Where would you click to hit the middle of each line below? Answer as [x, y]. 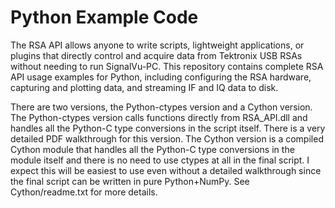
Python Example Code [104, 17]
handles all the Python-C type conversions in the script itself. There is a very [168, 128]
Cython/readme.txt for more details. [84, 192]
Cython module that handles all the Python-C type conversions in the [152, 149]
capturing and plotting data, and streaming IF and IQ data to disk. [144, 87]
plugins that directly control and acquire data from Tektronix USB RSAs [156, 55]
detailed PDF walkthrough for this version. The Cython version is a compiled [167, 138]
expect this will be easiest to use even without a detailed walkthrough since [166, 170]
